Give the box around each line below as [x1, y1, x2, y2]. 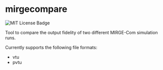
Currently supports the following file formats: [5, 44, 98, 50]
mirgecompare [5, 3, 68, 15]
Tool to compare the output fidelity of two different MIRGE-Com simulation [5, 29, 158, 35]
